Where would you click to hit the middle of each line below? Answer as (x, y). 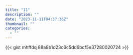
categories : (18, 28)
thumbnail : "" (20, 24)
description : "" (22, 14)
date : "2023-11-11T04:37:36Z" (37, 19)
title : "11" (18, 10)
